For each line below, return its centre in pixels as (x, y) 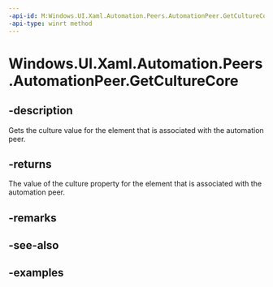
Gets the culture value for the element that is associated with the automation (136, 130)
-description (41, 111)
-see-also (34, 245)
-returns (30, 164)
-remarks (32, 218)
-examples (36, 273)
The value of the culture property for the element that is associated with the (135, 184)
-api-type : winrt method (50, 24)
